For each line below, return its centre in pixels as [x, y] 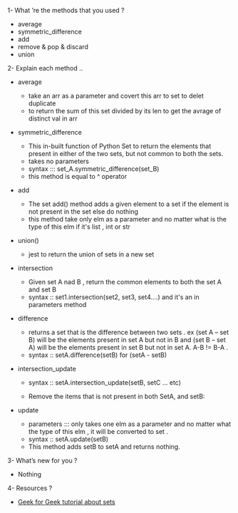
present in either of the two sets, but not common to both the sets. [126, 154]
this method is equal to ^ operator [77, 176]
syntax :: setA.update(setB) [68, 439]
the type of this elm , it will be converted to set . [98, 431]
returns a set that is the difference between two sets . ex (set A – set [129, 332]
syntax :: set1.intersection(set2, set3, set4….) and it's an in [114, 297]
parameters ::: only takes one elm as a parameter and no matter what [130, 424]
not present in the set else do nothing [83, 212]
